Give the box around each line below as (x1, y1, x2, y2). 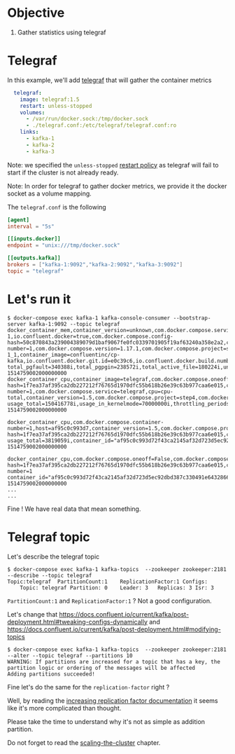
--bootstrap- (173, 314, 211, 322)
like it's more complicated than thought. (7, 704, 122, 712)
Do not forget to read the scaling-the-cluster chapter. (7, 738, 161, 747)
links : (20, 128, 39, 136)
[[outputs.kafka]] (7, 254, 61, 262)
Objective (7, 5, 65, 21)
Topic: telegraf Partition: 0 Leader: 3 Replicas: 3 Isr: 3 (20, 584, 215, 591)
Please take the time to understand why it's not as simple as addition (7, 717, 205, 726)
